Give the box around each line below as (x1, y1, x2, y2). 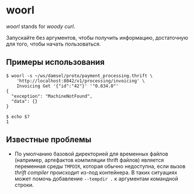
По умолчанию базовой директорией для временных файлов (14, 150, 168, 157)
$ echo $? (6, 113, 30, 120)
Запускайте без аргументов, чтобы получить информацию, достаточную (6, 34, 189, 41)
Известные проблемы (6, 135, 92, 145)
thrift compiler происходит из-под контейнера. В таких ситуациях (14, 169, 178, 176)
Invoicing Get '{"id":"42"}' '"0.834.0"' (16, 83, 119, 89)
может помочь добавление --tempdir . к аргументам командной (14, 175, 178, 182)
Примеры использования (6, 57, 105, 67)
